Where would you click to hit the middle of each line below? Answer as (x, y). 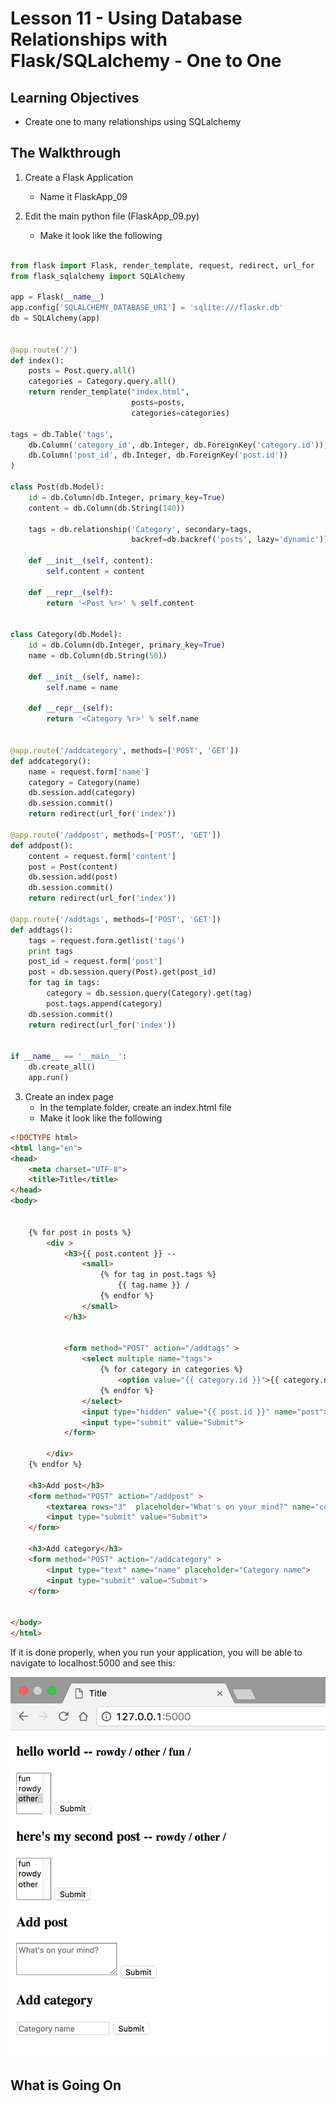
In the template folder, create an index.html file (135, 1107)
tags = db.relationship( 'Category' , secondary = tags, (140, 529)
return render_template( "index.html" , (109, 392)
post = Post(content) (73, 867)
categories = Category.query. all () (102, 382)
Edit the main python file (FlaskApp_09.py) (112, 216)
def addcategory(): (51, 761)
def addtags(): (42, 930)
